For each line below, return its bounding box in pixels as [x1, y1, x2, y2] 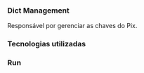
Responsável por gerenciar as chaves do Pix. [7, 22, 138, 30]
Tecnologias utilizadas [7, 39, 86, 49]
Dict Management [7, 6, 70, 15]
